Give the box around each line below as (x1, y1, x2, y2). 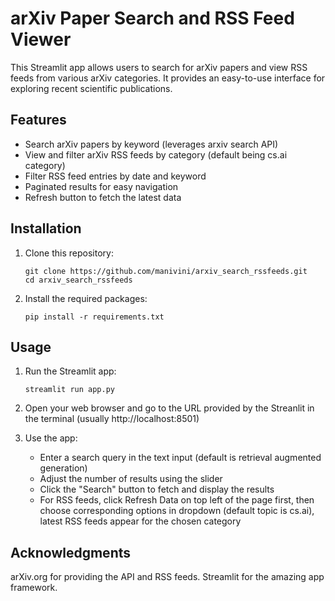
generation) (39, 462, 88, 474)
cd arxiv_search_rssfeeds (24, 275, 133, 285)
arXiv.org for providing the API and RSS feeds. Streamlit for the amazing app (10, 571, 325, 583)
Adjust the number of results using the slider (39, 473, 223, 485)
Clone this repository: (24, 247, 114, 259)
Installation (10, 220, 82, 237)
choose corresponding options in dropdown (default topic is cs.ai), (39, 505, 315, 517)
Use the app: (24, 432, 78, 444)
